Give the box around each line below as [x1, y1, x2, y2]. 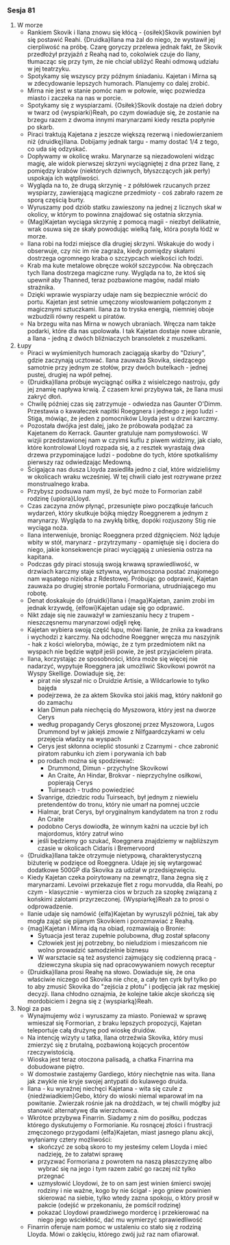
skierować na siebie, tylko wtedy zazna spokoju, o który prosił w [37, 1194, 219, 1202]
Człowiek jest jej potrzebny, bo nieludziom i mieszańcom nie [37, 939, 207, 947]
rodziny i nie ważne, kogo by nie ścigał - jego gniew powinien [37, 1187, 212, 1195]
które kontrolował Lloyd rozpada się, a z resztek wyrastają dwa [27, 444, 205, 452]
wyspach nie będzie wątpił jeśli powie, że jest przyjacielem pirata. [27, 647, 214, 656]
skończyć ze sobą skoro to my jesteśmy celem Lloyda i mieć [37, 1143, 208, 1151]
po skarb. [27, 123, 55, 132]
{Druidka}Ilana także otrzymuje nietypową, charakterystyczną [27, 851, 202, 860]
